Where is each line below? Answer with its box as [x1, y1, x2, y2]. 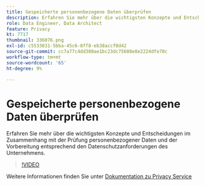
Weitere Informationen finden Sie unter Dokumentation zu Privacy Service [6, 173, 192, 180]
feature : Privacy [6, 26, 51, 32]
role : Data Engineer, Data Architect [6, 20, 103, 26]
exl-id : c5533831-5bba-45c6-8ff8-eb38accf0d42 [6, 43, 127, 49]
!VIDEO [21, 161, 40, 168]
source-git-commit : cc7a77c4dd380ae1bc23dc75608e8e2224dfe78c [6, 49, 168, 55]
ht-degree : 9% [6, 65, 43, 72]
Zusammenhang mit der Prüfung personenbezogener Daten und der [6, 136, 178, 143]
